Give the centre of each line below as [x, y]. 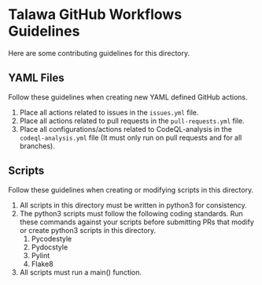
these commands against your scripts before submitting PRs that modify [137, 222]
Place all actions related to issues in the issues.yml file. [109, 112]
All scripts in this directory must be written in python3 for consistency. [133, 205]
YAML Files [36, 78]
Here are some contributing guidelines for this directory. [99, 53]
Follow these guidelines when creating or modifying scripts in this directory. [131, 189]
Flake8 [42, 264]
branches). [37, 146]
